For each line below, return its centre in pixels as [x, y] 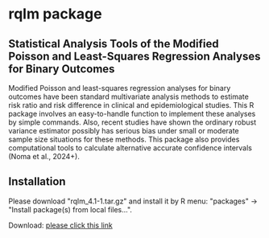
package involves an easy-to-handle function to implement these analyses [132, 114]
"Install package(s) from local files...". [70, 209]
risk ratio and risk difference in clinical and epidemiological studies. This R [131, 105]
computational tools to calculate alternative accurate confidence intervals [130, 148]
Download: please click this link [60, 225]
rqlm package [55, 14]
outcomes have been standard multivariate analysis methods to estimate [129, 96]
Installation [37, 182]
